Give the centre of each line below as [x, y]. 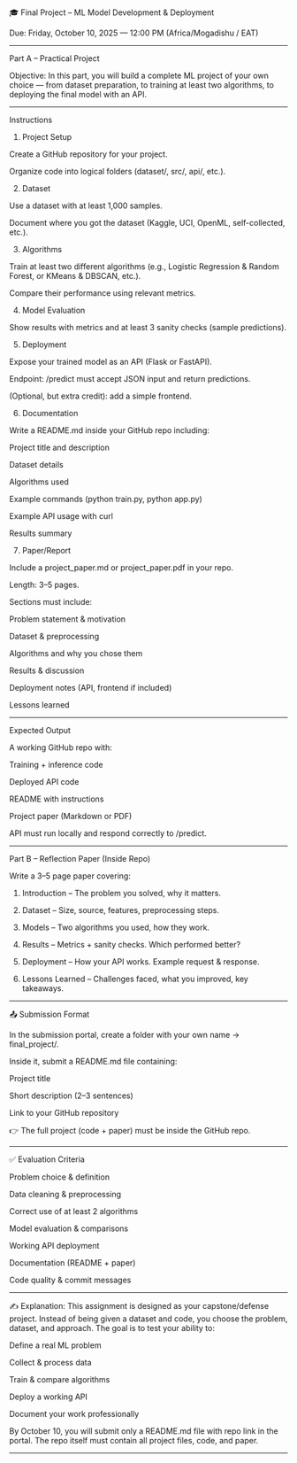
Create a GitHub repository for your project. [88, 154]
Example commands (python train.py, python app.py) [106, 499]
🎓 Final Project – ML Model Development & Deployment [112, 12]
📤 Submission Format [49, 1014]
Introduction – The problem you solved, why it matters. [121, 893]
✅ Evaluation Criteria [47, 1159]
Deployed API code [44, 782]
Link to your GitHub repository [64, 1113]
